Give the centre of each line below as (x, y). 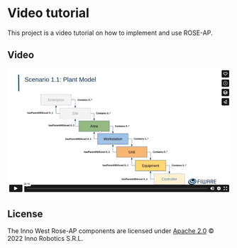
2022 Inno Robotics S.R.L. (45, 238)
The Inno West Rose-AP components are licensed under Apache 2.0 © (111, 231)
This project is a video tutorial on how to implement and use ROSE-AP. (110, 33)
